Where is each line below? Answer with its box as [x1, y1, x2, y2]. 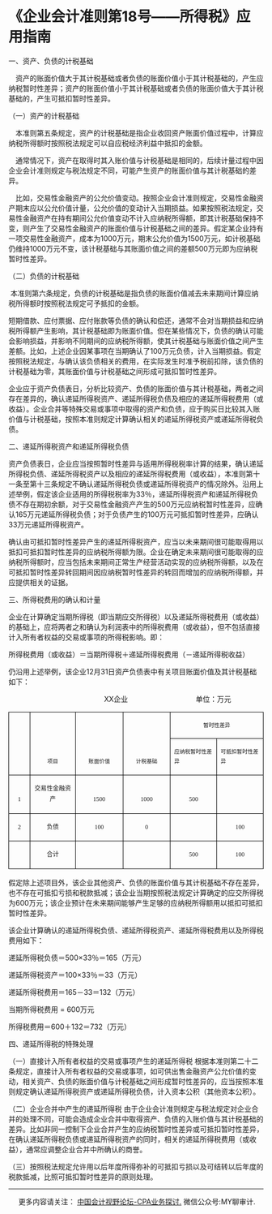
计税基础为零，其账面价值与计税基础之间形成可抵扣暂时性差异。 [8, 366, 221, 376]
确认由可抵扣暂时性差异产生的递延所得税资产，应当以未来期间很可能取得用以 [8, 536, 264, 546]
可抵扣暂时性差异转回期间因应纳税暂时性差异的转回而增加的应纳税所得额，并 [8, 567, 264, 577]
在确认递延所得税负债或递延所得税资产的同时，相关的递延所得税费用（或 [8, 1134, 249, 1144]
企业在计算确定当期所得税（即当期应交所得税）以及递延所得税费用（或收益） [8, 612, 264, 622]
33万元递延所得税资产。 [8, 519, 89, 529]
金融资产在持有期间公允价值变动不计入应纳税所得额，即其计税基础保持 [22, 213, 257, 223]
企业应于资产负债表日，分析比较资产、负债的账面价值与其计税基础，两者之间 [8, 383, 264, 394]
